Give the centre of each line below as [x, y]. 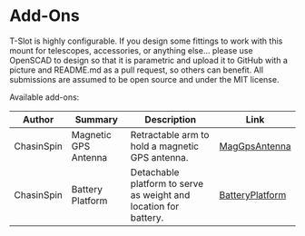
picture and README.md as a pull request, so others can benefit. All [137, 70]
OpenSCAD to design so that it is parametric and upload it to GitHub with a [149, 60]
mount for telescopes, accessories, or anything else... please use [131, 50]
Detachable [155, 172]
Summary [96, 119]
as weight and [160, 194]
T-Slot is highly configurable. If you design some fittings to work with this [146, 41]
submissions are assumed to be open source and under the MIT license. [144, 79]
